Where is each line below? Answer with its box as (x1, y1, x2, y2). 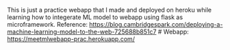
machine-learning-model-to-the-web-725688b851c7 (7, 27, 157, 36)
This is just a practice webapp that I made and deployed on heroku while (7, 6, 212, 14)
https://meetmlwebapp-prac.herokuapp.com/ (7, 35, 136, 43)
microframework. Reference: (7, 21, 88, 28)
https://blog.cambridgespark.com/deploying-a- (88, 21, 223, 28)
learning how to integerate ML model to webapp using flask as (7, 13, 183, 21)
